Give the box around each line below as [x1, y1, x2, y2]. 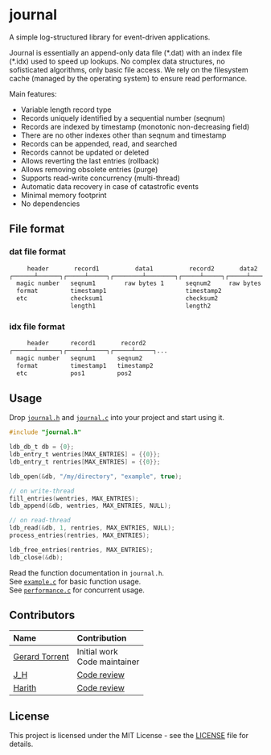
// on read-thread [9, 517, 71, 525]
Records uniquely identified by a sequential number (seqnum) [20, 113, 226, 122]
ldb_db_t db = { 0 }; [9, 443, 75, 452]
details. [9, 739, 34, 749]
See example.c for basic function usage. [9, 576, 142, 586]
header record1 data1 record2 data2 [27, 264, 258, 273]
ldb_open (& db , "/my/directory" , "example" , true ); [9, 472, 183, 481]
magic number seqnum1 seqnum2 [16, 354, 143, 362]
